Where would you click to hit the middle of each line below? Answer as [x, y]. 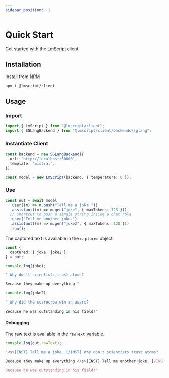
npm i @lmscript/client [30, 86]
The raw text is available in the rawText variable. [55, 334]
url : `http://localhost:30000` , [44, 159]
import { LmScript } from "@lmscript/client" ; [55, 126]
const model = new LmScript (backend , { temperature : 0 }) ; [68, 177]
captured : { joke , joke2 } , [39, 252]
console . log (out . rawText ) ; [33, 343]
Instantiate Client [27, 143]
